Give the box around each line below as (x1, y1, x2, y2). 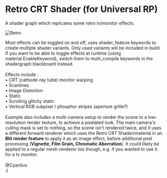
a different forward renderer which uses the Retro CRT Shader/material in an (5, 130, 162, 136)
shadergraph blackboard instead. (5, 61, 74, 67)
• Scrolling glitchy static (5, 98, 54, 104)
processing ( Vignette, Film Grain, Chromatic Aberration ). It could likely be (5, 140, 159, 146)
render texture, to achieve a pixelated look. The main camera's (26, 119, 156, 125)
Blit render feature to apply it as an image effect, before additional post (5, 135, 152, 141)
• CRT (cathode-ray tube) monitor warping (5, 77, 93, 83)
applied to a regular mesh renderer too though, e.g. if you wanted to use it (5, 146, 157, 152)
